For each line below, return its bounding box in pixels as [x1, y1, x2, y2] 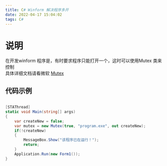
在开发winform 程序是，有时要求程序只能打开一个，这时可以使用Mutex [5, 58, 152, 64]
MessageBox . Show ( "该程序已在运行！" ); [23, 137, 99, 143]
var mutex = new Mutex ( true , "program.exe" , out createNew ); [14, 123, 146, 129]
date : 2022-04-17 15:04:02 [5, 12, 62, 17]
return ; [23, 142, 39, 147]
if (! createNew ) [14, 128, 47, 133]
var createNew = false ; [14, 119, 65, 124]
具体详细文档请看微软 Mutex [5, 70, 64, 76]
